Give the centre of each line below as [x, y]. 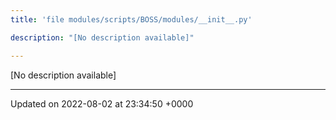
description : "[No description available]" [102, 37]
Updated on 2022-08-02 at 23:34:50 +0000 [102, 103]
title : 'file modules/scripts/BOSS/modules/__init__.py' [131, 19]
